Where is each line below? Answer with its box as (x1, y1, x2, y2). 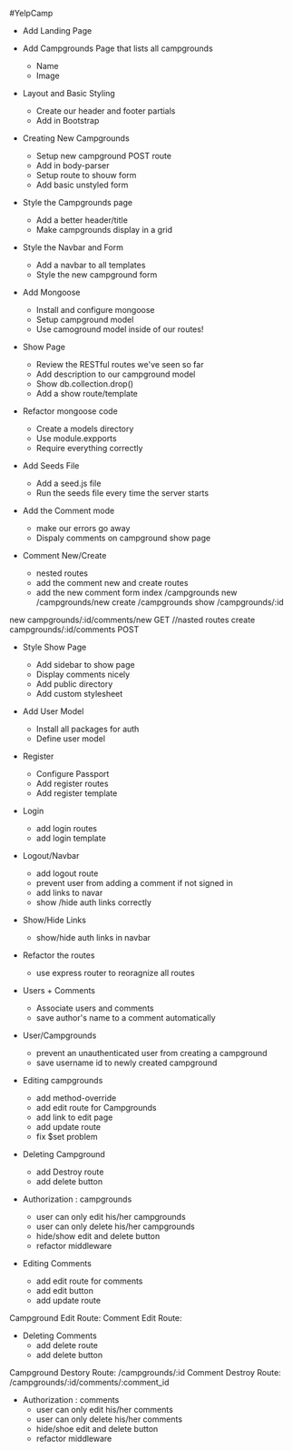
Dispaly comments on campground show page (35, 532, 211, 543)
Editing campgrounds (22, 1075, 103, 1085)
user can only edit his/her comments (35, 1405, 174, 1415)
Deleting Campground (22, 1149, 106, 1159)
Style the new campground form (35, 269, 158, 280)
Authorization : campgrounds (22, 1194, 132, 1204)
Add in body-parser (35, 160, 110, 171)
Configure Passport (35, 769, 110, 779)
